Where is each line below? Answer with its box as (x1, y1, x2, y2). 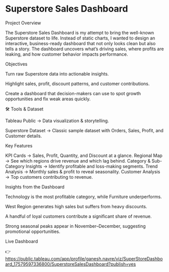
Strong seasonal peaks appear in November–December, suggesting (5, 223, 146, 229)
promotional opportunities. (5, 228, 61, 235)
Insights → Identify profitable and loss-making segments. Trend (25, 163, 158, 169)
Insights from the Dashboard (5, 183, 65, 190)
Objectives (5, 61, 28, 67)
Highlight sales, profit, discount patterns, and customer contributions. (5, 81, 150, 87)
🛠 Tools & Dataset (5, 106, 44, 112)
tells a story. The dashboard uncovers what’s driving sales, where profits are (5, 46, 164, 52)
